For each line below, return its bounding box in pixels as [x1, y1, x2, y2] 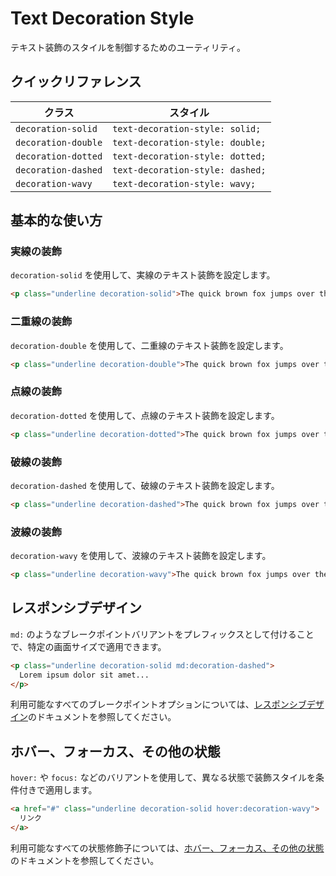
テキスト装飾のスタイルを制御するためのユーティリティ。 [10, 41, 246, 53]
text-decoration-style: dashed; [112, 164, 267, 176]
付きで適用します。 [18, 784, 98, 796]
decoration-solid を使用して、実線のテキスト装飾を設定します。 [10, 269, 276, 281]
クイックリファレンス [10, 73, 142, 91]
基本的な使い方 [10, 212, 103, 229]
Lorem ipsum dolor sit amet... [19, 670, 150, 680]
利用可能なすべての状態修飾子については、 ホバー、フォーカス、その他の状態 [10, 842, 325, 854]
